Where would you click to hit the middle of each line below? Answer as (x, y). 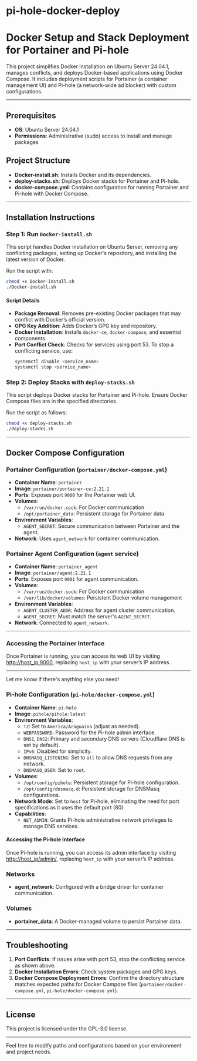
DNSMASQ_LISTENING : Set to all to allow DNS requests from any (98, 757)
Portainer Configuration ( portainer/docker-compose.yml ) (87, 470)
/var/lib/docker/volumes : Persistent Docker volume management (103, 598)
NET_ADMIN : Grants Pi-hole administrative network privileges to (98, 820)
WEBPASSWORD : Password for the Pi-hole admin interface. (90, 732)
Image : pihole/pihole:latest (50, 714)
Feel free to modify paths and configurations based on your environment (94, 1046)
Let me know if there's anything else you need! (62, 680)
